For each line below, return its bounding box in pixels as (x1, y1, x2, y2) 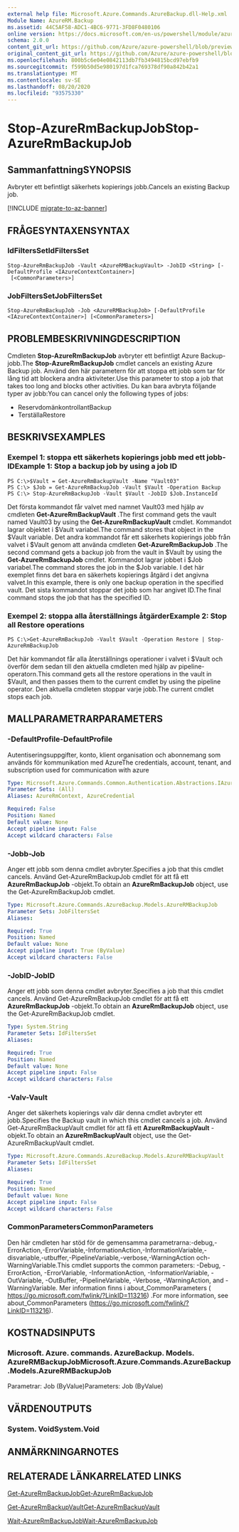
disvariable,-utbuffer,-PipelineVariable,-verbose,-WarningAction (7, 1253, 195, 1262)
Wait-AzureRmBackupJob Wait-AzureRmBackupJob (7, 1516, 158, 1525)
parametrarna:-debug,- (149, 1238, 218, 1247)
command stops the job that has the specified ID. (7, 593, 152, 602)
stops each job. (7, 692, 53, 701)
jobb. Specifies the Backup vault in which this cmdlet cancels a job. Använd (7, 1116, 228, 1124)
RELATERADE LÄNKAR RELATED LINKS (7, 1470, 182, 1482)
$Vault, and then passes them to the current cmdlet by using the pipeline (7, 677, 221, 686)
